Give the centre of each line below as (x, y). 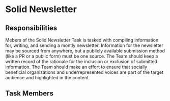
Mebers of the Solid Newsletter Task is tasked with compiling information (82, 40)
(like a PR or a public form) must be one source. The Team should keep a (82, 56)
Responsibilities (31, 28)
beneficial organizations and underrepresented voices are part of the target (84, 72)
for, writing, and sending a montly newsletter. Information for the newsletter (84, 45)
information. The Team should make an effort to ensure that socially (76, 67)
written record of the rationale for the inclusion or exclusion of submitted (81, 61)
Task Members (29, 94)
